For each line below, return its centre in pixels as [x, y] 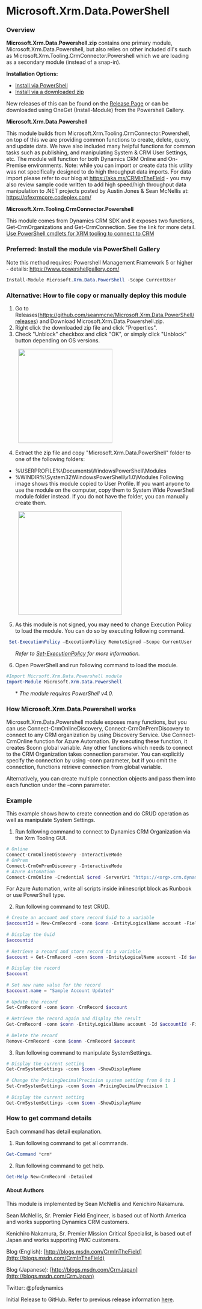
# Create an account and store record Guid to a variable [80, 918]
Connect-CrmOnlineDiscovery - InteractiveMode [64, 855]
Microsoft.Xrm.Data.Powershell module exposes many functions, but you [97, 722]
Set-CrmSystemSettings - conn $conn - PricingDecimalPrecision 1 [87, 1086]
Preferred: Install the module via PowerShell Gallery [83, 250]
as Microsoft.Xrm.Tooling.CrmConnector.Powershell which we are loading [98, 56]
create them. [31, 503]
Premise [17, 165]
